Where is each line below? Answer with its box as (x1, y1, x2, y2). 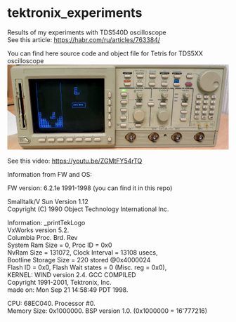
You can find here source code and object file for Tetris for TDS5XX (7, 49, 204, 58)
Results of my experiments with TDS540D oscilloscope (7, 28, 166, 36)
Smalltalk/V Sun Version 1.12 (7, 198, 89, 206)
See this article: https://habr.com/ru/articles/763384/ (7, 35, 160, 43)
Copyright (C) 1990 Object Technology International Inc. (7, 205, 169, 213)
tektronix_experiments (7, 5, 143, 21)
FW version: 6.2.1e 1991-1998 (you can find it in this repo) (7, 184, 173, 192)
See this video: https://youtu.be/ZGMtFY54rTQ (7, 156, 143, 166)
